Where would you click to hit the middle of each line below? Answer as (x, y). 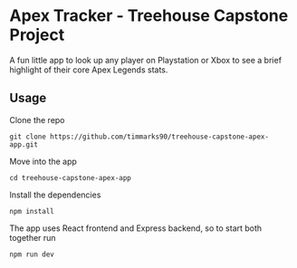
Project (37, 35)
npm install (32, 211)
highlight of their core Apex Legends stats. (89, 70)
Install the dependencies (55, 195)
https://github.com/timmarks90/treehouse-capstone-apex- (159, 137)
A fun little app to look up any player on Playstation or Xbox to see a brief (146, 60)
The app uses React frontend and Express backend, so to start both (136, 228)
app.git (24, 144)
